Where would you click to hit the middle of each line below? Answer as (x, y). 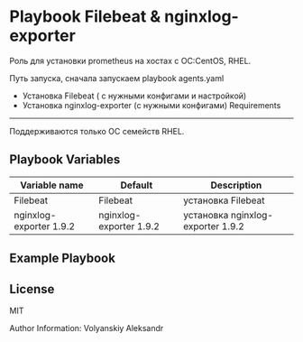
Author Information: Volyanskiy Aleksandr (87, 328)
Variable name (52, 185)
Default (137, 185)
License (32, 289)
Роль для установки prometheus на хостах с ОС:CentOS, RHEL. (130, 60)
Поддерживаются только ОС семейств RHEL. (97, 131)
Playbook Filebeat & (85, 17)
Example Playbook (62, 259)
